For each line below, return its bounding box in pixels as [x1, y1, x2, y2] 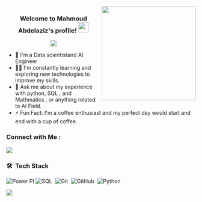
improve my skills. [14, 77, 60, 84]
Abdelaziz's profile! [17, 26, 77, 35]
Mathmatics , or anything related [14, 96, 96, 103]
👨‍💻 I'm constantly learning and [14, 64, 91, 72]
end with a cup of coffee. [14, 118, 78, 125]
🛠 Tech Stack [6, 162, 49, 170]
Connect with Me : [6, 133, 61, 141]
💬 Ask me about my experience [14, 84, 93, 91]
